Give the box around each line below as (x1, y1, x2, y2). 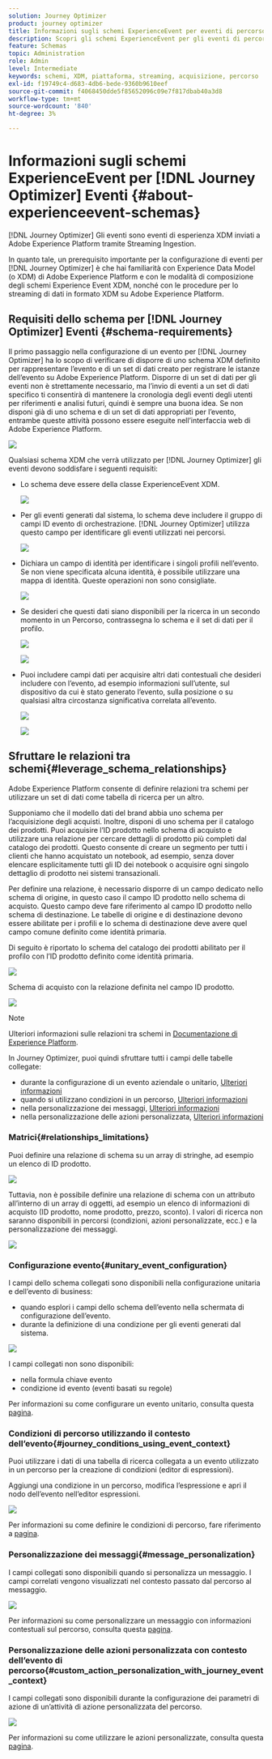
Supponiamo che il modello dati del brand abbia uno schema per (8, 808, 224, 818)
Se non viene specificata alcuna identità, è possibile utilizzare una (19, 566, 240, 576)
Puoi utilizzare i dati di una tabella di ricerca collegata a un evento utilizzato (8, 1456, 259, 1467)
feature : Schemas (8, 42, 67, 50)
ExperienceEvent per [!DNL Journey (8, 169, 256, 187)
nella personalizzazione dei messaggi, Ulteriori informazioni (19, 1103, 220, 1112)
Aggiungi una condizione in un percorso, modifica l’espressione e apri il (8, 1480, 247, 1491)
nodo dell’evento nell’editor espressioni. (8, 1489, 141, 1499)
